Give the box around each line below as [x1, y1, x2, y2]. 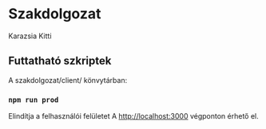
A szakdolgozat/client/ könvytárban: [8, 75, 128, 84]
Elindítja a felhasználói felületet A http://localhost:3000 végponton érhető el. [8, 111, 259, 121]
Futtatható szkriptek [8, 54, 112, 68]
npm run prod [8, 95, 59, 104]
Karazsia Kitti [8, 31, 52, 41]
